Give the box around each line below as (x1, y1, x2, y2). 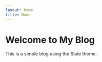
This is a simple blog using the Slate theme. (5, 51, 97, 57)
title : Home (5, 12, 31, 17)
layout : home (5, 7, 33, 13)
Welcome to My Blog (5, 34, 95, 46)
